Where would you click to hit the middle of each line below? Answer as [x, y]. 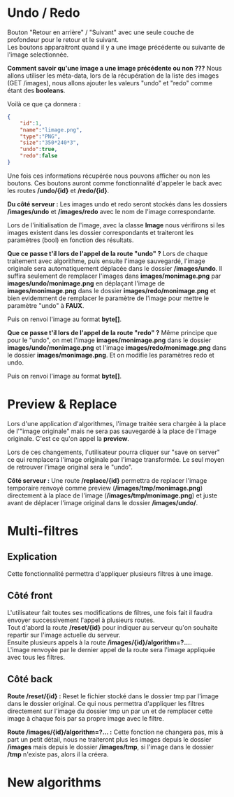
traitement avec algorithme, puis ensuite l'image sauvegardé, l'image [107, 261]
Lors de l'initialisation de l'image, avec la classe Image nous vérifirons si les [116, 225]
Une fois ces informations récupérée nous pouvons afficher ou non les [109, 176]
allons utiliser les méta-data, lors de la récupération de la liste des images [113, 76]
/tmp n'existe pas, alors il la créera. [58, 754]
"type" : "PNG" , [40, 136]
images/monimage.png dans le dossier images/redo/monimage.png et [112, 290]
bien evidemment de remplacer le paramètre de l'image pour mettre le [108, 298]
